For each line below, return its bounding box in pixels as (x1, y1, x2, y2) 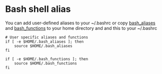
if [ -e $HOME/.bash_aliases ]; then (5, 39, 84, 44)
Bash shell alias (5, 3, 71, 15)
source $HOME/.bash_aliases (14, 43, 72, 48)
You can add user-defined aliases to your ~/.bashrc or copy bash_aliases (5, 20, 156, 26)
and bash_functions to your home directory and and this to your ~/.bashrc (5, 25, 157, 31)
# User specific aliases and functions (5, 35, 88, 40)
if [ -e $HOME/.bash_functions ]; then (5, 56, 88, 62)
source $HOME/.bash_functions (14, 61, 77, 66)
